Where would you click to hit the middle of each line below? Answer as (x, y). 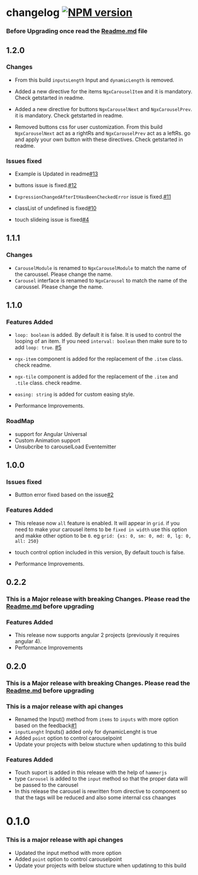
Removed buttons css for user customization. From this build (89, 126)
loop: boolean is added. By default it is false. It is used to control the (98, 335)
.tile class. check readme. (48, 383)
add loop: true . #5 (38, 347)
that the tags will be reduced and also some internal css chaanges (95, 798)
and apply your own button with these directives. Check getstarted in (99, 139)
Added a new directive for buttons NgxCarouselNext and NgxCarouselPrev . (103, 109)
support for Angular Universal (51, 434)
